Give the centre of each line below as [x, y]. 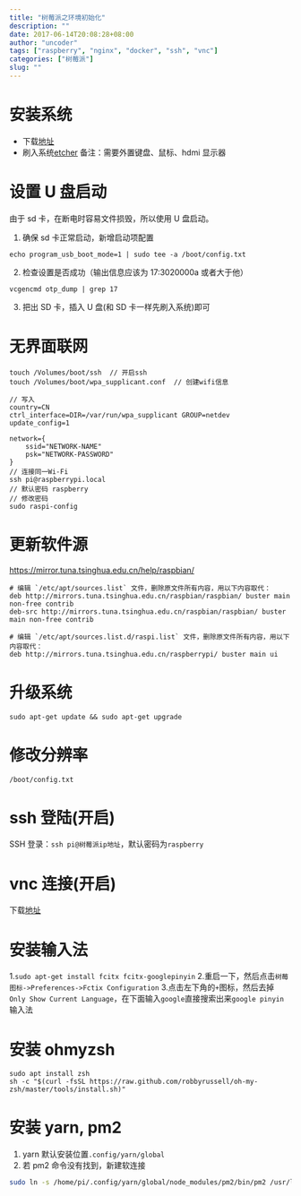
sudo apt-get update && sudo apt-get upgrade [95, 717]
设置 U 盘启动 [58, 192]
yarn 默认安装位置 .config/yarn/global [94, 1154]
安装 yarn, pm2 [66, 1127]
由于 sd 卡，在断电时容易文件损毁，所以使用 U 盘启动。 [112, 218]
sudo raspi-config [43, 506]
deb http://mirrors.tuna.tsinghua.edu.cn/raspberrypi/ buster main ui [144, 654]
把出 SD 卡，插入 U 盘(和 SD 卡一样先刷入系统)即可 [116, 306]
